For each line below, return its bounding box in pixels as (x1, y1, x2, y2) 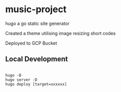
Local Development (5, 55, 68, 64)
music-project (5, 4, 67, 15)
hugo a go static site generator (5, 20, 70, 26)
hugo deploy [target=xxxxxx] (5, 81, 67, 87)
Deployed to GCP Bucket (5, 40, 57, 46)
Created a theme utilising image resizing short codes (5, 30, 116, 36)
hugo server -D (5, 77, 38, 82)
